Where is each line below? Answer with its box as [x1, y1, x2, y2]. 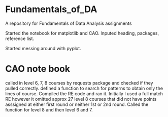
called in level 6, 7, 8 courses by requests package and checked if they [5, 80, 153, 86]
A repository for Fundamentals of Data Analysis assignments [5, 20, 132, 26]
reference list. [5, 35, 35, 42]
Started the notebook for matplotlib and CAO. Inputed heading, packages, [5, 30, 159, 36]
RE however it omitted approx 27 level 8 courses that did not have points [5, 96, 157, 102]
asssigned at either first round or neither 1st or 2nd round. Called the [5, 101, 149, 107]
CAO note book [5, 63, 71, 74]
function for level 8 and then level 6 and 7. [5, 106, 93, 112]
